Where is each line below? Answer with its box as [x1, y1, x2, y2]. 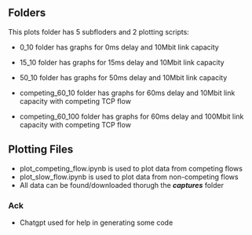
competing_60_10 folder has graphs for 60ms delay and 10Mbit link [19, 88, 236, 97]
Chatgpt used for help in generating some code [19, 218, 173, 227]
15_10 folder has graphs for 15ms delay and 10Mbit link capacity [19, 57, 225, 67]
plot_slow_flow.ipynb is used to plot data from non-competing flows [19, 172, 239, 182]
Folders [8, 6, 46, 20]
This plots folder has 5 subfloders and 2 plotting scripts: [8, 27, 190, 36]
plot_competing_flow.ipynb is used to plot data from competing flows [19, 163, 243, 173]
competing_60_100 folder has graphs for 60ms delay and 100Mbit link [19, 112, 244, 121]
